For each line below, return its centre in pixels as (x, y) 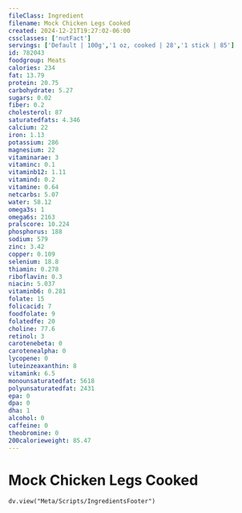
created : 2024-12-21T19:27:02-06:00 (69, 30)
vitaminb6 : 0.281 (37, 292)
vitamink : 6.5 (32, 374)
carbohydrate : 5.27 (41, 90)
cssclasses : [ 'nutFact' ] (50, 38)
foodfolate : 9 (32, 313)
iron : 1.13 (26, 135)
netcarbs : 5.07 (34, 194)
